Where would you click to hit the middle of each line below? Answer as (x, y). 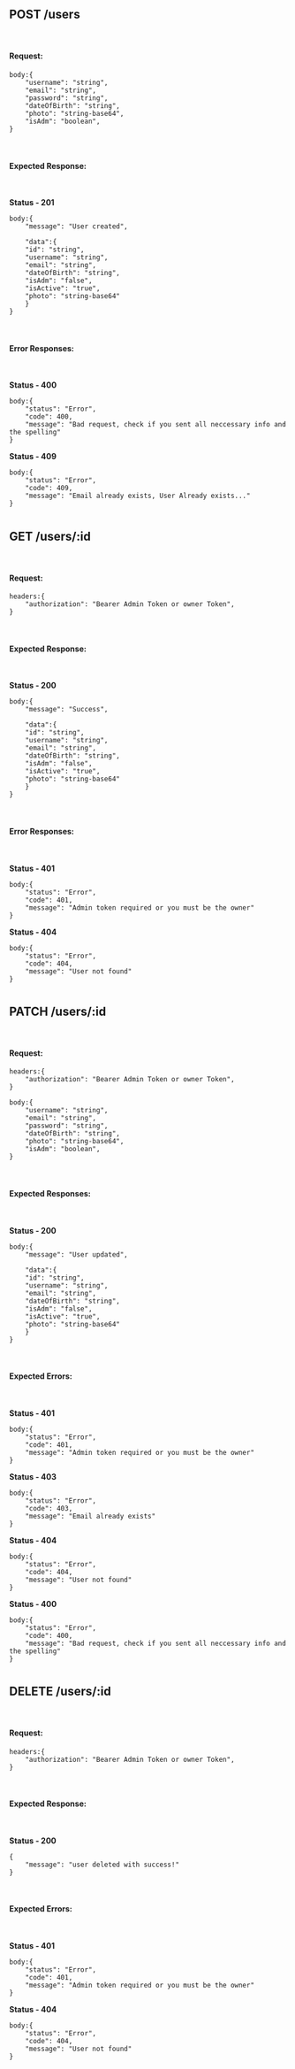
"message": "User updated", (76, 1254)
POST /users (45, 15)
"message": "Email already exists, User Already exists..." (138, 496)
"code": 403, (49, 1508)
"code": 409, (49, 488)
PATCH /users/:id (58, 1011)
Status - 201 (32, 203)
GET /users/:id (50, 536)
